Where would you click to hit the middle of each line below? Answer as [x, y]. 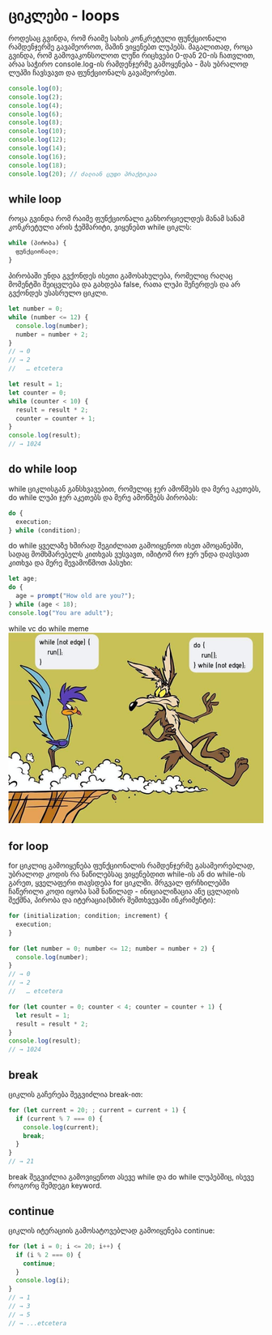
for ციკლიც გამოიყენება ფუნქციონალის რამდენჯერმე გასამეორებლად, [132, 866]
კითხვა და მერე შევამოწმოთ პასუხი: [71, 563]
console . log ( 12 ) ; [38, 140]
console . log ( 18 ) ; [38, 165]
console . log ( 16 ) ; [38, 156]
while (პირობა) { [38, 243]
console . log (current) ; [61, 1127]
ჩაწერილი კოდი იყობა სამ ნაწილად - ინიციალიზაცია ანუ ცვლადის [124, 891]
